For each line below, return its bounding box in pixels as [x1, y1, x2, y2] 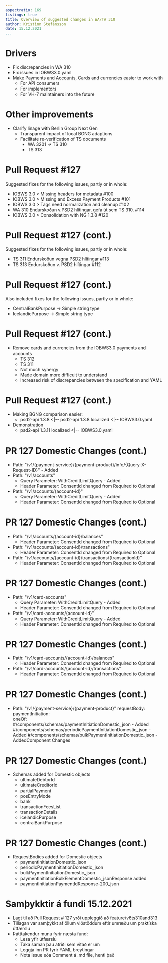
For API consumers [20, 80, 60, 86]
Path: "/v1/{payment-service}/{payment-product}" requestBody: [12, 705, 145, 712]
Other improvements [5, 109, 94, 120]
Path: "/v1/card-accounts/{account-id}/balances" [12, 655, 114, 661]
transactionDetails [20, 809, 58, 815]
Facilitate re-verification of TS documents [20, 136, 106, 142]
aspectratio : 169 [5, 7, 42, 13]
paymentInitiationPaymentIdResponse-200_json [20, 881, 119, 887]
